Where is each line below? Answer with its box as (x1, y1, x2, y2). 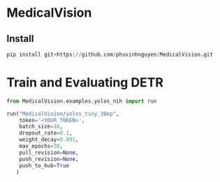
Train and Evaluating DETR (6, 75, 163, 91)
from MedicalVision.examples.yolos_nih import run (6, 98, 157, 105)
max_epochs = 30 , (19, 143, 64, 150)
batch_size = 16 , (19, 123, 64, 130)
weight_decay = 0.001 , (19, 136, 79, 144)
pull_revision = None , (19, 149, 79, 156)
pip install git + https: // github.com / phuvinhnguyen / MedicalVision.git (6, 51, 214, 58)
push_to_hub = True (19, 162, 70, 169)
